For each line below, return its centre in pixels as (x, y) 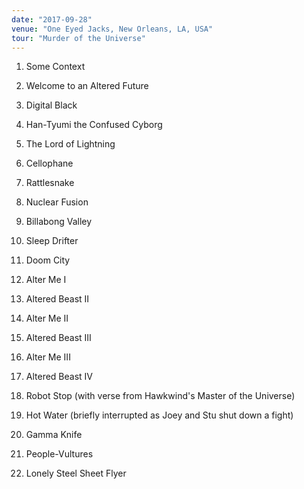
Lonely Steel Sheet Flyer (76, 473)
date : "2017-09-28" (52, 19)
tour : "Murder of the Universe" (78, 38)
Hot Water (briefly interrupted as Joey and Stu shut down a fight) (159, 415)
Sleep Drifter (52, 241)
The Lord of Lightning (70, 144)
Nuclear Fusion (57, 202)
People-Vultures (59, 454)
